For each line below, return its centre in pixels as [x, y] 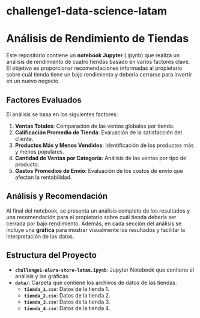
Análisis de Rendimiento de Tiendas [98, 39]
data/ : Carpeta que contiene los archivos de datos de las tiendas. [96, 282]
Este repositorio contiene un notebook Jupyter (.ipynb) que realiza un [93, 55]
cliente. [24, 139]
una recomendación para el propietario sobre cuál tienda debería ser [91, 217]
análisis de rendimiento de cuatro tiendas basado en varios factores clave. [98, 62]
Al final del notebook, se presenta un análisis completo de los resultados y [98, 210]
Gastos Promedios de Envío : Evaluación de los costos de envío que [99, 170]
